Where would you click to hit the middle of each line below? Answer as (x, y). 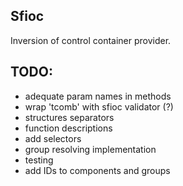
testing (39, 160)
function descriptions (68, 128)
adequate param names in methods (98, 96)
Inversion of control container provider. (91, 40)
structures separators (69, 117)
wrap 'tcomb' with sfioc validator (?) (99, 106)
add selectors (53, 138)
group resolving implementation (90, 149)
